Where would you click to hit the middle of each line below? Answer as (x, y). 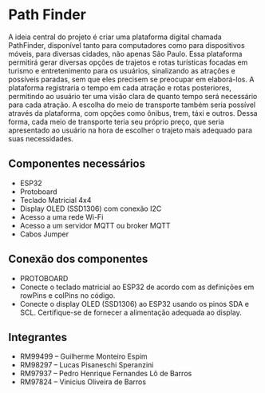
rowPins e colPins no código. (67, 295)
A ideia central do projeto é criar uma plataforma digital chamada (115, 37)
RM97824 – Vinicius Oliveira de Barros (83, 382)
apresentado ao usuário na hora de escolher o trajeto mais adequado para (131, 130)
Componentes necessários (77, 164)
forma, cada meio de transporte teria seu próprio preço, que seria (117, 121)
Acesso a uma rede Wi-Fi (61, 216)
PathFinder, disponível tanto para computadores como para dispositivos (127, 45)
